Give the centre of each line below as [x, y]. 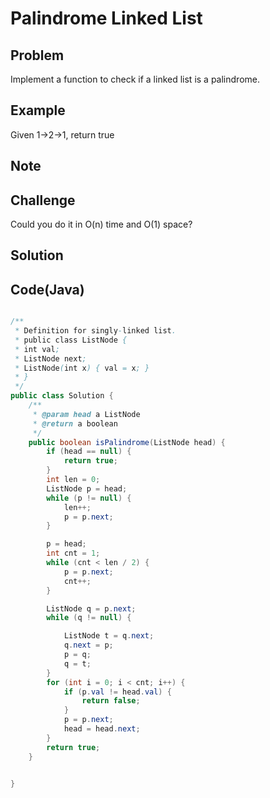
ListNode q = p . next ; [91, 608]
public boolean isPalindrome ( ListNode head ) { [127, 442]
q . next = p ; [88, 645]
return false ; [111, 701]
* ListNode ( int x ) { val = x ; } [82, 368]
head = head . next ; [102, 729]
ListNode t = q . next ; [109, 636]
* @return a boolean [75, 423]
